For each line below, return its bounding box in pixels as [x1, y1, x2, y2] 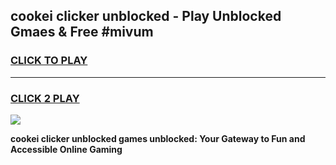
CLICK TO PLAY [10, 54, 88, 68]
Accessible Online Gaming [10, 143, 123, 155]
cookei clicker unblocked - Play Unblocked [10, 8, 282, 25]
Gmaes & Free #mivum [10, 24, 154, 41]
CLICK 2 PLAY [10, 91, 80, 105]
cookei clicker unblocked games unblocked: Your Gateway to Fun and [10, 132, 306, 144]
